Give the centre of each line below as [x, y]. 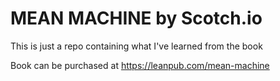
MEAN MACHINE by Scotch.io [136, 18]
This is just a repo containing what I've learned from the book [136, 46]
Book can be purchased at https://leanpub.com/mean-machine [140, 65]
